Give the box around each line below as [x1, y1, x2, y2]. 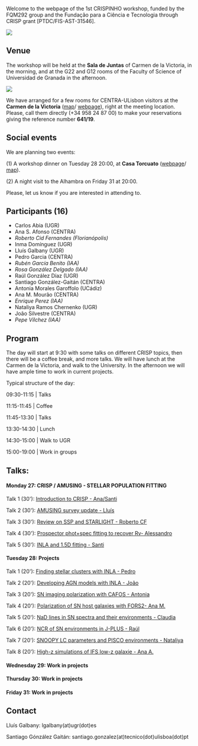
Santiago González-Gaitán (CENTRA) [14, 278, 105, 286]
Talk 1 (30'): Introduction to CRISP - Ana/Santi [6, 495, 117, 502]
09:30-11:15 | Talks [6, 391, 51, 398]
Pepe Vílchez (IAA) [14, 316, 61, 323]
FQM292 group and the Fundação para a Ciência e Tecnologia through [6, 11, 178, 18]
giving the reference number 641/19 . [6, 115, 96, 123]
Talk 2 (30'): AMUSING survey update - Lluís [6, 506, 115, 514]
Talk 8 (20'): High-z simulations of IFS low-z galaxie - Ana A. [6, 648, 154, 655]
